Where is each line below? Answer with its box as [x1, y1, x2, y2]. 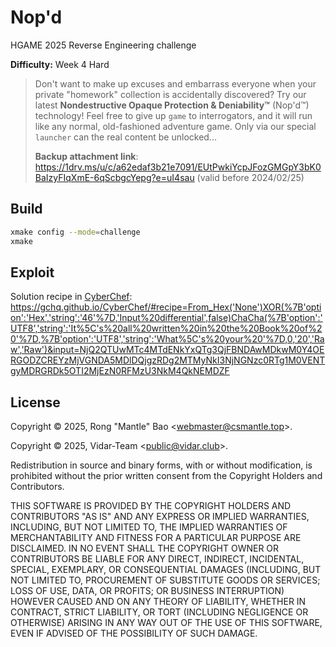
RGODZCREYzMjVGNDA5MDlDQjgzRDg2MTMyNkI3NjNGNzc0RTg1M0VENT [10, 354, 326, 366]
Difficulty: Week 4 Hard [10, 58, 110, 70]
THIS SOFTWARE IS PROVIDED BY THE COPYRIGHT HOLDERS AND [10, 500, 292, 512]
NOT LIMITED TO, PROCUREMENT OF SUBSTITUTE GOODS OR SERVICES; [10, 574, 321, 586]
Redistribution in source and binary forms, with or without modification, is [10, 459, 313, 471]
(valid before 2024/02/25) [196, 171, 305, 183]
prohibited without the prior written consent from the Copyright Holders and [10, 470, 323, 482]
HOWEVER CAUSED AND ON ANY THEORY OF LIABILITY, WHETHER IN [10, 596, 307, 608]
